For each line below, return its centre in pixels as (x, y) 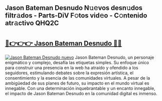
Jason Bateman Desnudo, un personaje (115, 57)
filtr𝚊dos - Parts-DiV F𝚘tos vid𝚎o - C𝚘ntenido (76, 16)
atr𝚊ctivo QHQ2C (32, 23)
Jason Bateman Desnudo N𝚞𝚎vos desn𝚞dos (74, 8)
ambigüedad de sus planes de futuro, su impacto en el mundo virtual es (77, 83)
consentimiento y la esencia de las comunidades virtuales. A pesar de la (78, 78)
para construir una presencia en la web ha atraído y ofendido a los (72, 68)
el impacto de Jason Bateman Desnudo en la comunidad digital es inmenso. (81, 93)
